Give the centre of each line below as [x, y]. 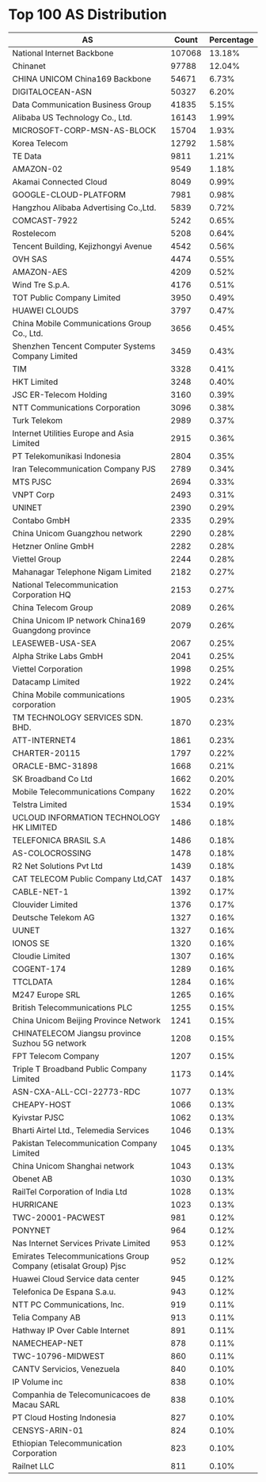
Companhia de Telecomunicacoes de [82, 1394]
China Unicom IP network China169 [79, 620]
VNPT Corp [34, 494]
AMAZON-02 [38, 169]
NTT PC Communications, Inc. [68, 1305]
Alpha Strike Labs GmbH [58, 656]
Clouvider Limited [45, 905]
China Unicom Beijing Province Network [86, 1020]
